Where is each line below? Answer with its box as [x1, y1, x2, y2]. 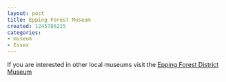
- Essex [7, 42, 30, 49]
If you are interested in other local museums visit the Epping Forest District [7, 61, 219, 68]
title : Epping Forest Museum [7, 16, 91, 23]
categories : [7, 29, 41, 36]
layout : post [7, 10, 45, 17]
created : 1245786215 [7, 23, 67, 29]
